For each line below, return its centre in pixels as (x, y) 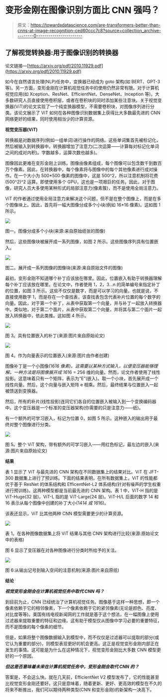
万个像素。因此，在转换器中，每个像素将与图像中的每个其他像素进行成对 (79, 169)
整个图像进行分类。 (33, 424)
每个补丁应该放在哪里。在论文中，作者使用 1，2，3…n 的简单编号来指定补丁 (83, 284)
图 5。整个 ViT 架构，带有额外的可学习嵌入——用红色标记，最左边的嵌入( (80, 444)
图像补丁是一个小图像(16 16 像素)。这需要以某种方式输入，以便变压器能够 (79, 366)
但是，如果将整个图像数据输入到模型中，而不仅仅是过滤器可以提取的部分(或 (82, 637)
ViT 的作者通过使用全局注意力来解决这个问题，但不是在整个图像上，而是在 (81, 198)
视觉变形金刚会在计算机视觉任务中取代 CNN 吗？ (55, 591)
